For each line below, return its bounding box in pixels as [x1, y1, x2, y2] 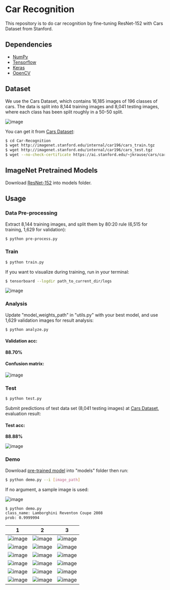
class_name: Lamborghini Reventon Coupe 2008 [5, 511, 103, 516]
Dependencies [5, 40, 52, 49]
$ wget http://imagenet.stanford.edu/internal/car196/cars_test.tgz [5, 148, 153, 153]
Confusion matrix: [5, 361, 45, 367]
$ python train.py [5, 260, 44, 265]
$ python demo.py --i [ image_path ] [5, 477, 80, 482]
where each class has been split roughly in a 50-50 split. [5, 109, 123, 115]
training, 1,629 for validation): [5, 226, 66, 232]
